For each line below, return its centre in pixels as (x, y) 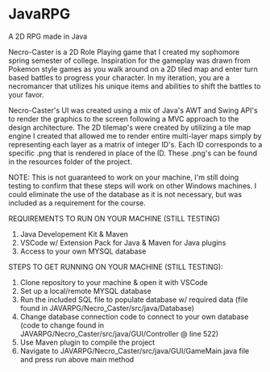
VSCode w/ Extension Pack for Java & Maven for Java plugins (123, 242)
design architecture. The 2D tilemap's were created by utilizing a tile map (130, 127)
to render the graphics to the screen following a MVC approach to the (124, 118)
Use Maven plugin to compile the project (87, 342)
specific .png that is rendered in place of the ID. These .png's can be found (133, 153)
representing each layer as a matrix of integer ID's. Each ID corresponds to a (135, 144)
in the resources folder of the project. (71, 161)
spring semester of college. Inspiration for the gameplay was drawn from (129, 60)
